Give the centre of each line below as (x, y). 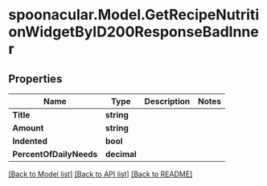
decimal (121, 154)
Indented (30, 141)
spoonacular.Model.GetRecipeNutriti (134, 15)
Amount (28, 128)
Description (167, 101)
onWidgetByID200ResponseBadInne (133, 32)
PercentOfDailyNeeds (55, 154)
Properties (35, 79)
